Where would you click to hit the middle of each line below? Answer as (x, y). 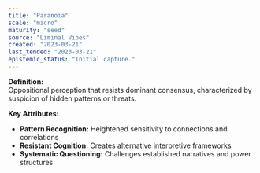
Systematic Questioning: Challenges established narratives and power (136, 153)
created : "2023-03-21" (45, 45)
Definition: (26, 81)
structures (36, 162)
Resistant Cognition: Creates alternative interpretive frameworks (125, 145)
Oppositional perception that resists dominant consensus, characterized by (130, 90)
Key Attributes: (33, 113)
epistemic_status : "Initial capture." (72, 60)
